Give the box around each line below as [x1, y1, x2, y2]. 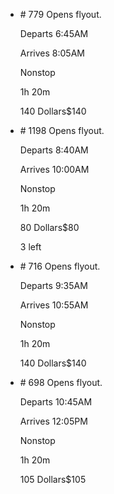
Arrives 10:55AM [19, 299, 89, 311]
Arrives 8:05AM [19, 47, 85, 59]
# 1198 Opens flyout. [19, 125, 105, 136]
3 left [19, 241, 42, 253]
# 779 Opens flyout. [19, 9, 102, 20]
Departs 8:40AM [19, 144, 89, 156]
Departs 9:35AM [19, 280, 88, 291]
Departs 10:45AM [19, 396, 93, 408]
